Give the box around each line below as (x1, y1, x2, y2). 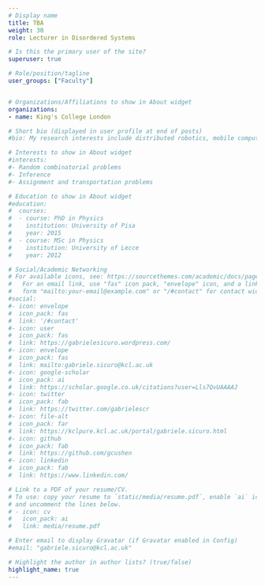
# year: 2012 (8, 251, 62, 259)
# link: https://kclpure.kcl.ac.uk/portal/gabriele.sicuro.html (8, 427, 227, 435)
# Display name (8, 11, 58, 20)
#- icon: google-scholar (8, 369, 90, 376)
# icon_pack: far (8, 420, 69, 428)
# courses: (8, 207, 47, 215)
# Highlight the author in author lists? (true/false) (8, 558, 192, 566)
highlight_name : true (8, 565, 80, 573)
